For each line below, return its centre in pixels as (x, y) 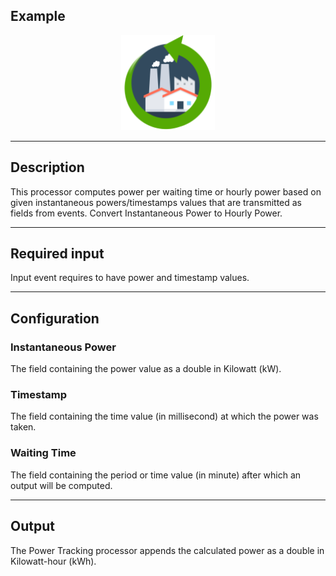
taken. (23, 427)
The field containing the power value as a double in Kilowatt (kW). (146, 369)
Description (47, 167)
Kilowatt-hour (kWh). (53, 561)
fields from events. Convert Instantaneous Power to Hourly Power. (146, 213)
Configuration (55, 318)
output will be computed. (61, 485)
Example (38, 16)
